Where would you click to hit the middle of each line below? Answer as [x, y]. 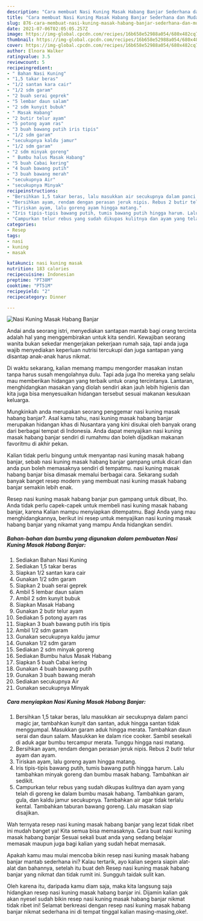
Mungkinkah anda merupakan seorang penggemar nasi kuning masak [93, 412]
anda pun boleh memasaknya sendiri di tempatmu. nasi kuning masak [93, 468]
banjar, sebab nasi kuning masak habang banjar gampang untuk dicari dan [99, 462]
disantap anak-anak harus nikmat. [49, 356]
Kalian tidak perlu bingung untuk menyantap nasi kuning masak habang [95, 456]
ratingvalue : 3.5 [29, 57]
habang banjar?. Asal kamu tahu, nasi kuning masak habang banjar [90, 418]
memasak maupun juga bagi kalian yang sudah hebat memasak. [86, 844]
